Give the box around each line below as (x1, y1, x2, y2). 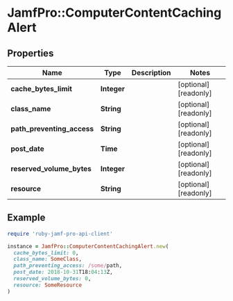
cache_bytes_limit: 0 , (13, 249, 79, 257)
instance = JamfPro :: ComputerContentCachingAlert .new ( (7, 243, 169, 250)
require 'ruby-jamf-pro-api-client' (7, 230, 113, 237)
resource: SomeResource (13, 282, 82, 288)
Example (7, 212, 46, 224)
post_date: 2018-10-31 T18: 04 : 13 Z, (13, 269, 113, 276)
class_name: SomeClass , (13, 256, 82, 263)
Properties (7, 47, 54, 59)
